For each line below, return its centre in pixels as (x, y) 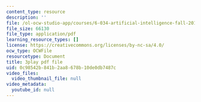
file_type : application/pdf (41, 34)
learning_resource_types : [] (42, 40)
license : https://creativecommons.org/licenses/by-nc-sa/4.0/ (85, 46)
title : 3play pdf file (34, 62)
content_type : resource (36, 12)
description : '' (26, 17)
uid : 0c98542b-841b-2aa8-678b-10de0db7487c (61, 67)
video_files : (22, 73)
